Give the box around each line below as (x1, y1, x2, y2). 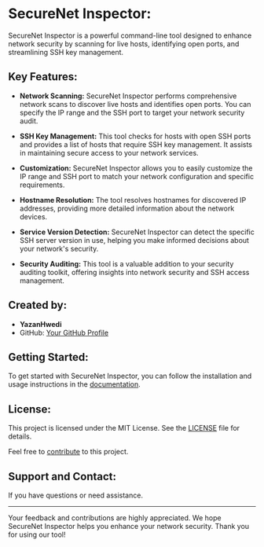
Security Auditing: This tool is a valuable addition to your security (19, 259, 234, 268)
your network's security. (19, 244, 99, 253)
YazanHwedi (19, 319, 62, 329)
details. (8, 431, 32, 441)
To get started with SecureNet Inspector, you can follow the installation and (8, 371, 252, 381)
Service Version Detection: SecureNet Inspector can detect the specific (19, 227, 255, 237)
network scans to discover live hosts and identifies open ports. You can (19, 99, 251, 108)
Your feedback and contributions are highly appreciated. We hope (8, 513, 222, 523)
